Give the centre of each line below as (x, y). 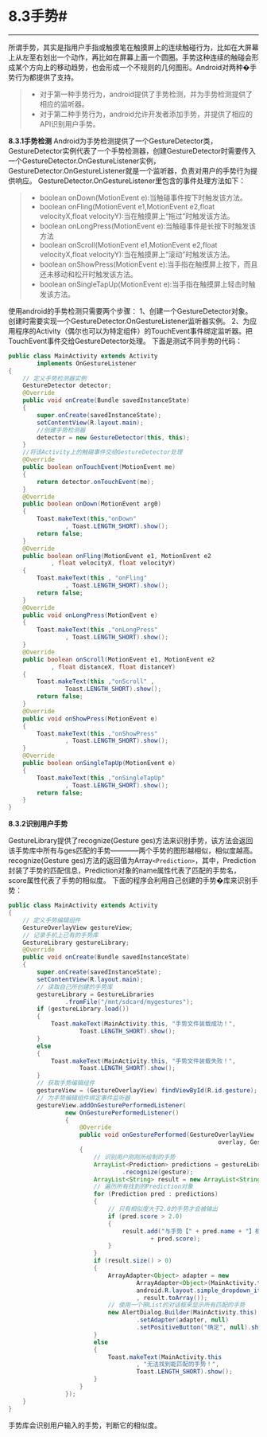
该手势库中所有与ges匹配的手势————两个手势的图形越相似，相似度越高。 (133, 851)
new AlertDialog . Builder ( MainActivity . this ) (183, 1313)
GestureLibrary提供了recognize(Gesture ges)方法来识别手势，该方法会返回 (131, 841)
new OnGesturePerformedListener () (122, 1113)
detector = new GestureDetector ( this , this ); (114, 437)
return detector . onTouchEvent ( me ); (96, 482)
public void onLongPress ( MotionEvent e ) (90, 615)
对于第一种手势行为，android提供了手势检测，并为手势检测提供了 (146, 94)
